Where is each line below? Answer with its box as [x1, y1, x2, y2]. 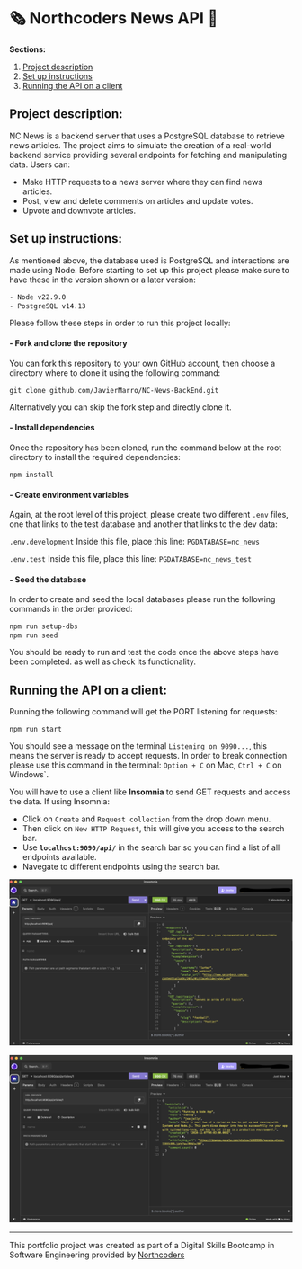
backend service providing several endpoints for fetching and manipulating [9, 149, 288, 160]
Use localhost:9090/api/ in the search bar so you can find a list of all [22, 842, 280, 853]
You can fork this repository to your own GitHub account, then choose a [9, 358, 276, 368]
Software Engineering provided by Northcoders [9, 1249, 185, 1260]
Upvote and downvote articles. [22, 205, 137, 216]
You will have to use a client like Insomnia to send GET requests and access [9, 786, 291, 797]
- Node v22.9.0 [9, 292, 67, 302]
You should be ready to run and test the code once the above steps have [9, 647, 279, 658]
